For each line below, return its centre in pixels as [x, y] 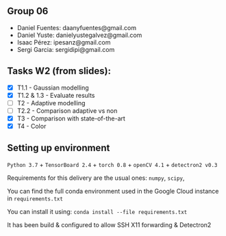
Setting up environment [59, 148]
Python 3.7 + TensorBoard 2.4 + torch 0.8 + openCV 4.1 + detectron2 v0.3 [112, 164]
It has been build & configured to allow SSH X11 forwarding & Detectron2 [109, 224]
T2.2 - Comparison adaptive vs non [67, 110]
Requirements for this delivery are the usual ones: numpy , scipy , [96, 178]
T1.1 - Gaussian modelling [53, 88]
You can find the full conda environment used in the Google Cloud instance [113, 191]
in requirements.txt [35, 198]
